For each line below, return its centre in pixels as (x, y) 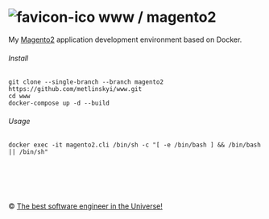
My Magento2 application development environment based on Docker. (125, 39)
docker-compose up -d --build (59, 103)
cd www (19, 97)
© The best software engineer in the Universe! (85, 206)
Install (19, 58)
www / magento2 (157, 17)
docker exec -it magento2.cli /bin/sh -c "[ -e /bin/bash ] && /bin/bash (135, 145)
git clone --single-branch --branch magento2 (86, 82)
